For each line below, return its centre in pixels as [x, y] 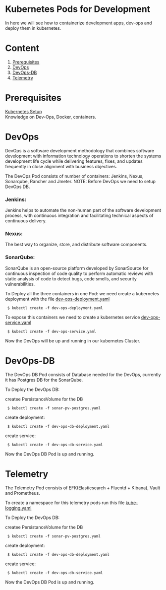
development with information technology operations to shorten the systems [83, 156]
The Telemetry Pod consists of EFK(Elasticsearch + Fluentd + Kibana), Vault [83, 488]
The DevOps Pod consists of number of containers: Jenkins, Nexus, [74, 176]
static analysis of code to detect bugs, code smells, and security [71, 278]
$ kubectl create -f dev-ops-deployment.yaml [55, 308]
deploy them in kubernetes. [33, 28]
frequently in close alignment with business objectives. [61, 166]
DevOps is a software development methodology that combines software [80, 150]
